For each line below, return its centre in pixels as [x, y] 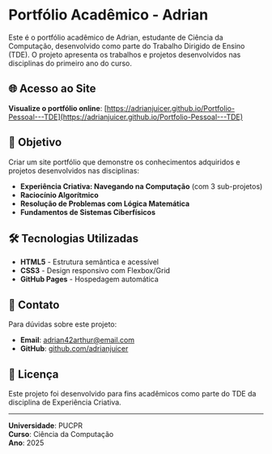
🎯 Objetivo [35, 142]
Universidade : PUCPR [46, 426]
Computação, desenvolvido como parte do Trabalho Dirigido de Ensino [127, 45]
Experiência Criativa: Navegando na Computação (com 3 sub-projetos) [141, 186]
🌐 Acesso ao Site [52, 89]
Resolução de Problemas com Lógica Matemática [105, 203]
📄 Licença [34, 374]
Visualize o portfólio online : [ [58, 108]
